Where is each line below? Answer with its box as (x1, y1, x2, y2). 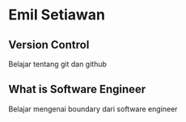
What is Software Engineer (8, 82, 146, 96)
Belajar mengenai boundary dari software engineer (8, 103, 178, 114)
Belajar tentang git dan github (8, 59, 108, 69)
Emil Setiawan (8, 6, 105, 24)
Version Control (8, 38, 90, 52)
